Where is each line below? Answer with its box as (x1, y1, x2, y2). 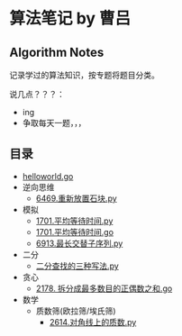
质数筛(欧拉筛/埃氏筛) (35, 305, 116, 316)
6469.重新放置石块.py (35, 193, 117, 204)
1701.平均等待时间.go (35, 226, 114, 237)
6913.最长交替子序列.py (35, 238, 123, 249)
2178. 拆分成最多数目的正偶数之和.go (35, 283, 173, 294)
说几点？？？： (9, 89, 65, 99)
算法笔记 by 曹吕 (9, 8, 132, 29)
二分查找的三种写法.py (35, 260, 119, 271)
